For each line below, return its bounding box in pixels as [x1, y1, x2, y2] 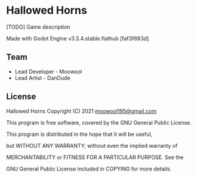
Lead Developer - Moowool [14, 68, 82, 75]
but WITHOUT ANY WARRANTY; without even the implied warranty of [6, 142, 178, 149]
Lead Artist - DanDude [14, 74, 70, 81]
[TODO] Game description [6, 23, 70, 30]
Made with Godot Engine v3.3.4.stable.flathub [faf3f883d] [6, 35, 149, 42]
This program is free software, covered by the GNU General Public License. [6, 119, 192, 126]
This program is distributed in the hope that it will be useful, [6, 131, 153, 138]
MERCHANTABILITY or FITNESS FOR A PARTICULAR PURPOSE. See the [6, 153, 184, 161]
